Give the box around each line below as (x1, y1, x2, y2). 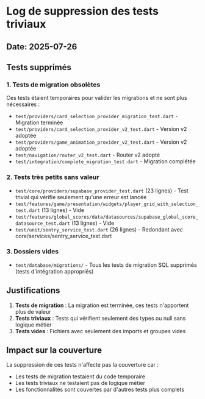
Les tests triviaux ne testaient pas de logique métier (15, 380, 145, 387)
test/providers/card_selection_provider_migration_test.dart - (15, 113, 178, 120)
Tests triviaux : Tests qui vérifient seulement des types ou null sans (15, 314, 186, 322)
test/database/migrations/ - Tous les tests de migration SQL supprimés (15, 261, 197, 269)
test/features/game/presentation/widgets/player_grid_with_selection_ (15, 201, 199, 207)
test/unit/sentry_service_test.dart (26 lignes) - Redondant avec (15, 225, 183, 233)
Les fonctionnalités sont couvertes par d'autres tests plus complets (15, 386, 185, 394)
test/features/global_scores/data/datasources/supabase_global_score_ (15, 214, 199, 220)
